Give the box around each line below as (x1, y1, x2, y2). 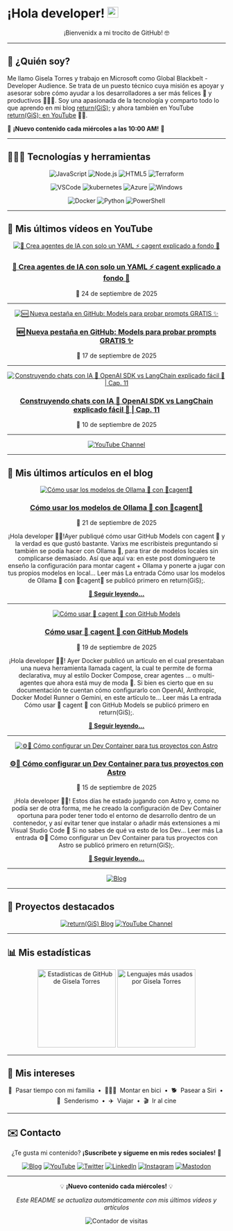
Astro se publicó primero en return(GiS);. (58, 841, 175, 849)
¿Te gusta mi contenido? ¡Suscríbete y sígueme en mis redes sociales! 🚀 (11, 1148, 222, 1157)
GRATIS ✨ (99, 335, 134, 345)
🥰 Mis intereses (7, 1067, 76, 1079)
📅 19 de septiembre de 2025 (76, 643, 157, 651)
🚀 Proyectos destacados (7, 901, 115, 913)
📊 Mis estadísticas (7, 947, 92, 959)
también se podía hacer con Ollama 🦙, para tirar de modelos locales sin (15, 547, 218, 555)
